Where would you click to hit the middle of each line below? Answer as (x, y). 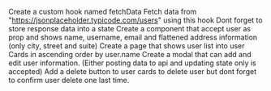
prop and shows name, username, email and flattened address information (133, 37)
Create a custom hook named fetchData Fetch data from (103, 12)
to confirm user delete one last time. (69, 80)
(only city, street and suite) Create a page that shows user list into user (127, 46)
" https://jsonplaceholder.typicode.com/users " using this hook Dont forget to (135, 20)
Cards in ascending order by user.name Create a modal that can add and (130, 54)
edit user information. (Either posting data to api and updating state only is (133, 63)
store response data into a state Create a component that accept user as (130, 29)
